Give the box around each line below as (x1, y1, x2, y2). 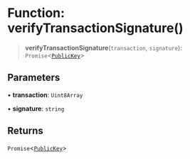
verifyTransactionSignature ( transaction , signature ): (24, 43, 183, 52)
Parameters (7, 72, 60, 84)
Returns (7, 125, 44, 137)
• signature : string (7, 104, 65, 113)
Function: (7, 5, 65, 21)
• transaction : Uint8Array (7, 90, 83, 99)
